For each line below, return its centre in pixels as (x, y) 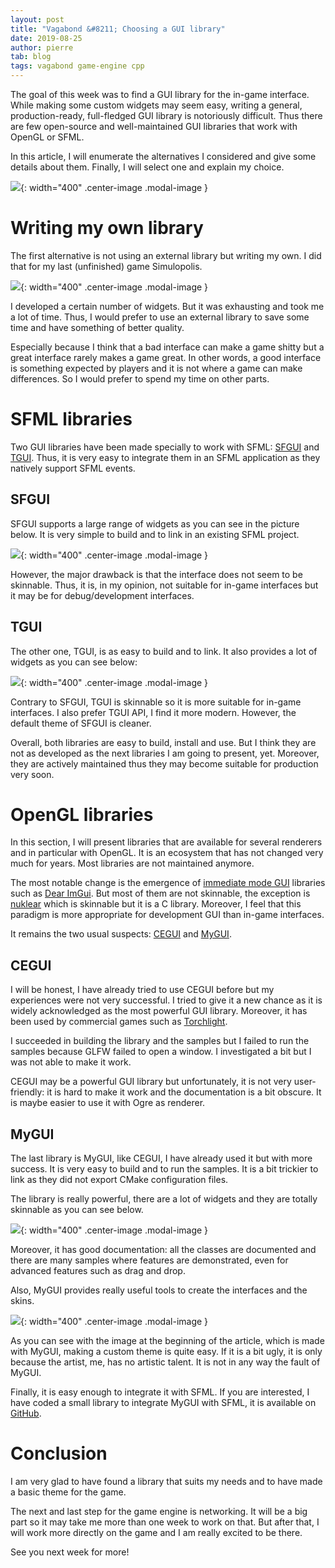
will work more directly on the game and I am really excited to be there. (156, 1532)
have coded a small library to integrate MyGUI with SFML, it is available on (163, 1403)
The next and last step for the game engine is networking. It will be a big (159, 1511)
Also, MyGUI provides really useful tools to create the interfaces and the (159, 1290)
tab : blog (31, 57)
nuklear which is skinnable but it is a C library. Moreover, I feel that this (156, 904)
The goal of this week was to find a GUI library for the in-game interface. (160, 94)
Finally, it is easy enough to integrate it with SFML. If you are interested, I (160, 1392)
